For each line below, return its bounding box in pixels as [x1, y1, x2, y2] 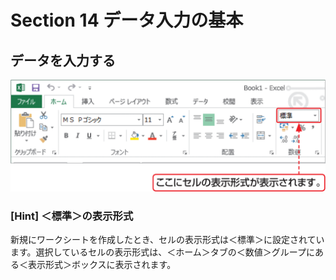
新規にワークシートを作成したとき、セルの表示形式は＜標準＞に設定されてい [10, 234, 325, 246]
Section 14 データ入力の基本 [10, 9, 244, 32]
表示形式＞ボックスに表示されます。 [27, 259, 177, 271]
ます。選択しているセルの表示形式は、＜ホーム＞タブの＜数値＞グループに [10, 246, 315, 258]
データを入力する [10, 52, 116, 69]
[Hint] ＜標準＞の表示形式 [10, 209, 134, 223]
